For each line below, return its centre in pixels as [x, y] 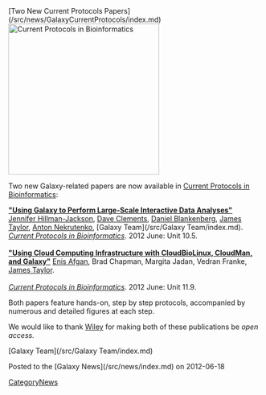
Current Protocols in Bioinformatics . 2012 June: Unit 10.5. [103, 236]
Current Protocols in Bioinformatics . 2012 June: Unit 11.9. [102, 287]
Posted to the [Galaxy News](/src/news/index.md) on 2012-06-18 [117, 366]
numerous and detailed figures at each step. [82, 311]
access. [21, 335]
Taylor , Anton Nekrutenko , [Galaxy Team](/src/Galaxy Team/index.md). [126, 227]
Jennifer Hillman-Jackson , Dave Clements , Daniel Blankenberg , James [125, 218]
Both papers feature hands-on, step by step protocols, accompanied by [127, 302]
